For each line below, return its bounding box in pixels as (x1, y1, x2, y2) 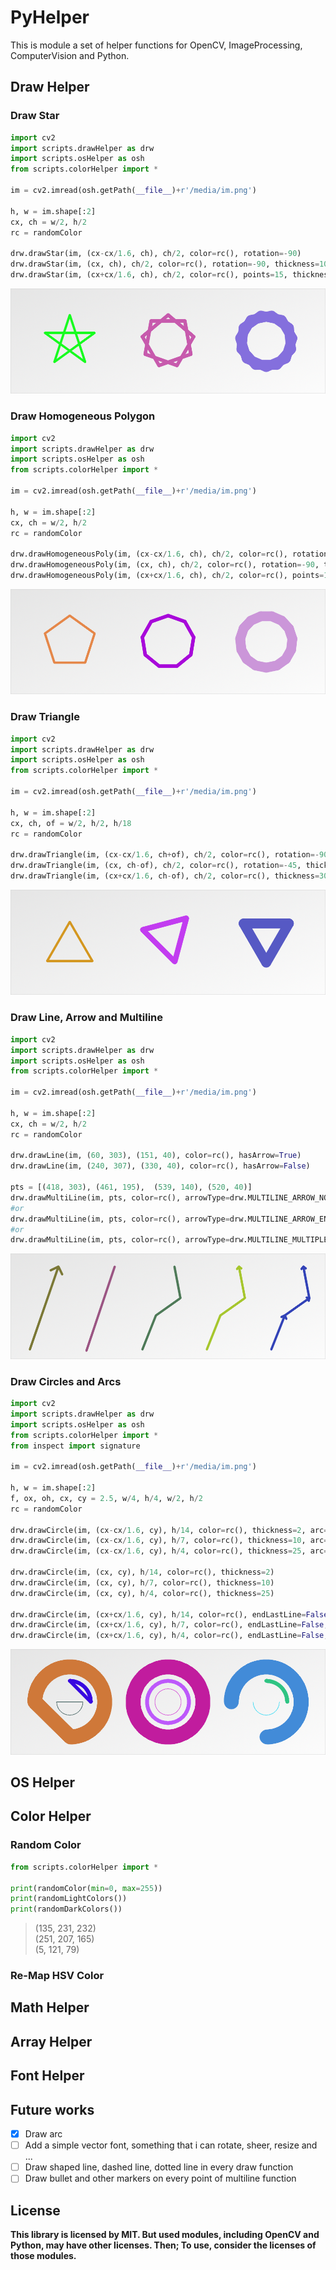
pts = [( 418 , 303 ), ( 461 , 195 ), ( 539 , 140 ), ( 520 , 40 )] (10, 1182, 253, 1193)
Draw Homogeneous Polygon (10, 409, 156, 423)
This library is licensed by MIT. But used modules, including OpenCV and (10, 2229, 320, 2241)
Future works (10, 2101, 95, 2118)
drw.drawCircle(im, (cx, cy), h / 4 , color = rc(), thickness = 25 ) (10, 1588, 275, 1598)
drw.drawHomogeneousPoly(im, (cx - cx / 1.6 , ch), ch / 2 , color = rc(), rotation (10, 549, 329, 560)
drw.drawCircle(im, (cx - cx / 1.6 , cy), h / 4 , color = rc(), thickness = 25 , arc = (10, 1546, 329, 1556)
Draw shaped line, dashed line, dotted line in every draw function (24, 2161, 294, 2173)
